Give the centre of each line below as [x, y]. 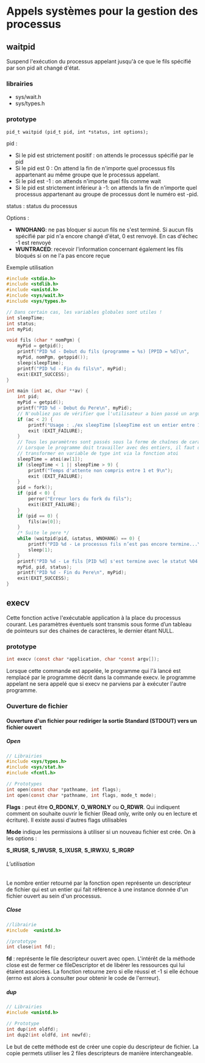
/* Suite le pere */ [43, 533]
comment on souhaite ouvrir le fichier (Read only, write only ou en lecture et [102, 813]
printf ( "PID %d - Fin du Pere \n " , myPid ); [72, 573]
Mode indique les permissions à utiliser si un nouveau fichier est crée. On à [101, 832]
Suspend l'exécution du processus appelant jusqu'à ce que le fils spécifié [99, 61]
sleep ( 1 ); [41, 550]
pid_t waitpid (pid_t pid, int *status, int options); [77, 132]
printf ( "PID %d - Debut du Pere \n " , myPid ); [75, 408]
